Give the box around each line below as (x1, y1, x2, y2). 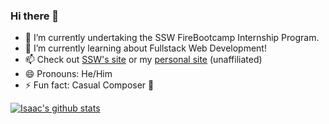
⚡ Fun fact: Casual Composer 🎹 (24, 79, 155, 91)
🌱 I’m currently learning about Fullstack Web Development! (24, 42, 267, 54)
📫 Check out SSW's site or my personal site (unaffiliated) (24, 54, 263, 66)
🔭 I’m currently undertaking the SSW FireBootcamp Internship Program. (24, 32, 320, 44)
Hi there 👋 (10, 9, 60, 23)
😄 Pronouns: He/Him (24, 68, 113, 80)
